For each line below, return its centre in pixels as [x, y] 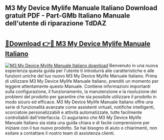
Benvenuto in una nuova [134, 65]
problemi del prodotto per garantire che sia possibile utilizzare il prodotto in [81, 97]
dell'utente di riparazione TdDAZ [56, 23]
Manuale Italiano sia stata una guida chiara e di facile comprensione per [78, 123]
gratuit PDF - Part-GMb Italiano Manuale [68, 16]
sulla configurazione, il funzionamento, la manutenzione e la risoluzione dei [81, 92]
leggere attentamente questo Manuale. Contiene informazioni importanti [78, 86]
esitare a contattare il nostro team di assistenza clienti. [60, 133]
